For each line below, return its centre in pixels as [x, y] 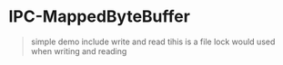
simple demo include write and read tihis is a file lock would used [153, 42]
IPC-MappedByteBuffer [99, 17]
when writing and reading [79, 51]
